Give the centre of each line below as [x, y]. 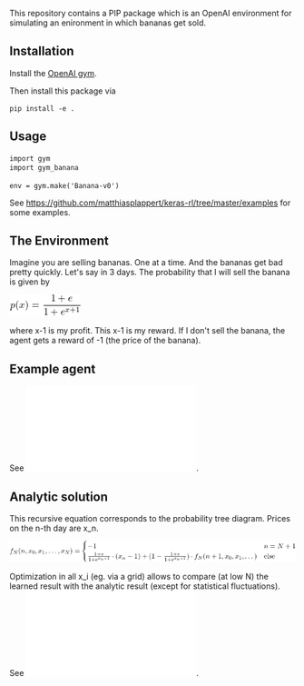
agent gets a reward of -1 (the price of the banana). [105, 341]
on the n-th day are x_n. [54, 528]
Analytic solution [59, 497]
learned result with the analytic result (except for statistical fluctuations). [145, 586]
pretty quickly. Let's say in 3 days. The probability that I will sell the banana [150, 273]
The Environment [59, 241]
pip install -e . [42, 108]
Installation [42, 51]
